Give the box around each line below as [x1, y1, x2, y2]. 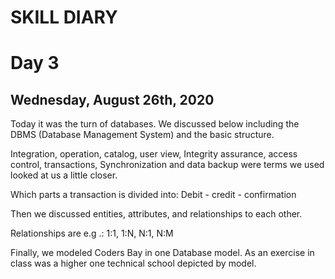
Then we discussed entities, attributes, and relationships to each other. [10, 208, 303, 220]
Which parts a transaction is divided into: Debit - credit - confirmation [10, 189, 297, 201]
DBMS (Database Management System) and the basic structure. [10, 129, 275, 141]
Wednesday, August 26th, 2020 [10, 91, 215, 108]
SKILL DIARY [10, 6, 118, 29]
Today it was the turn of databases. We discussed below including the [10, 118, 300, 130]
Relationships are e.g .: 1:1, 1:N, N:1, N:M [10, 227, 174, 240]
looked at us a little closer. [10, 169, 118, 181]
